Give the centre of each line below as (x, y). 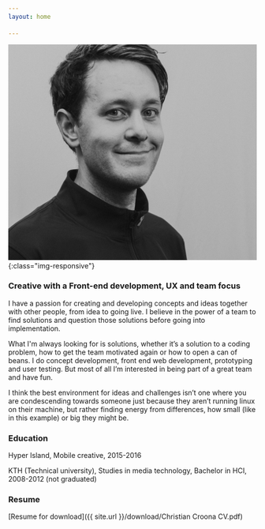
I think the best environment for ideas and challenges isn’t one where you (127, 392)
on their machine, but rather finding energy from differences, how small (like (132, 409)
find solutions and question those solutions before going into (107, 320)
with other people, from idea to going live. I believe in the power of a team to (132, 311)
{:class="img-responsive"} (52, 265)
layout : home (30, 17)
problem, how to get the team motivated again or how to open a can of (123, 352)
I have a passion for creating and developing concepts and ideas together (128, 303)
